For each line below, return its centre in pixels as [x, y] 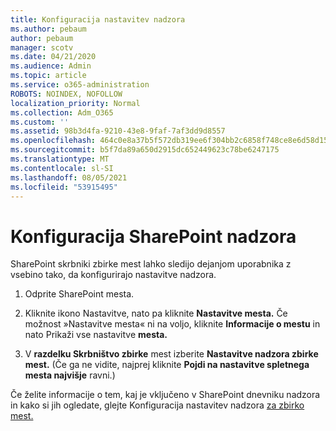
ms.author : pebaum [48, 29]
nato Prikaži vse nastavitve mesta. [96, 335]
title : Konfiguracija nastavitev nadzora [98, 19]
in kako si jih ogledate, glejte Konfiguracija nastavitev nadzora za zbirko [157, 405]
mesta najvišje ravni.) [70, 375]
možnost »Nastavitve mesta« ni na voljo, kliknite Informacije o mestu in [172, 324]
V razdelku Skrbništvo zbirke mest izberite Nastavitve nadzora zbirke [171, 354]
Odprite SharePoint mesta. [79, 294]
